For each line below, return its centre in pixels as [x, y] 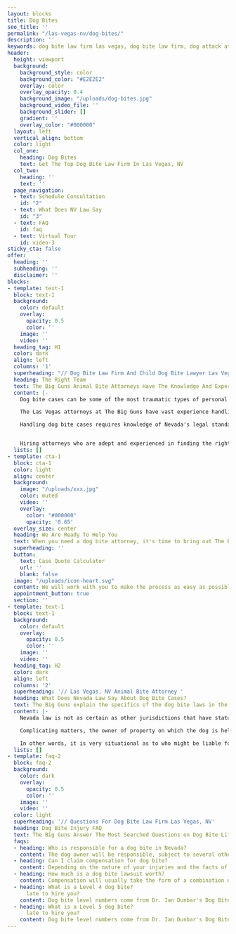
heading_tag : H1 [37, 347]
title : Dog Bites [33, 20]
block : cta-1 [33, 463]
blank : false [39, 574]
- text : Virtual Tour [45, 236]
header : [19, 53]
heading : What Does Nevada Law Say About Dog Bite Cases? [100, 699]
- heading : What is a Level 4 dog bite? [73, 887]
